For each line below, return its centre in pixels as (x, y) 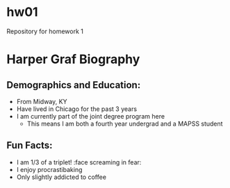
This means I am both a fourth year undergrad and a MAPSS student (125, 123)
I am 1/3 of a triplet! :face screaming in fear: (79, 162)
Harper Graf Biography (73, 59)
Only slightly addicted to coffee (61, 177)
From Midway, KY (42, 101)
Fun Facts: (30, 145)
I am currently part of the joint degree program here (90, 116)
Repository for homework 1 (45, 31)
